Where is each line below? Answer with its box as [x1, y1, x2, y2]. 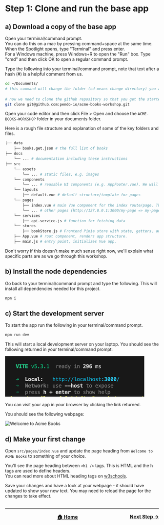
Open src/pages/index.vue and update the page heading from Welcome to [5, 448, 153, 454]
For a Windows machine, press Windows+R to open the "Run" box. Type [5, 51, 151, 57]
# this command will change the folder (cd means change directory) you [5, 86, 156, 91]
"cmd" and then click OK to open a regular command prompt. [5, 56, 128, 62]
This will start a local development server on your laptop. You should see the [5, 341, 159, 347]
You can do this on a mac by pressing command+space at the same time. [5, 41, 153, 47]
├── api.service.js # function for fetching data [22, 218, 125, 223]
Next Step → [129, 513, 159, 520]
